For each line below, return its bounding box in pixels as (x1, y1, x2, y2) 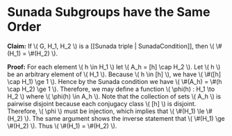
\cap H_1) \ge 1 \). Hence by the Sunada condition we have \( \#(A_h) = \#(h (7, 77, 222, 85)
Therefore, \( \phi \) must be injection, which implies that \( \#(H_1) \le (7, 107, 205, 115)
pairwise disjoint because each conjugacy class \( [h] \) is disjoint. (7, 99, 197, 108)
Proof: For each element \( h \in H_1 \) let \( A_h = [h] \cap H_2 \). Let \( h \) (7, 62, 221, 71)
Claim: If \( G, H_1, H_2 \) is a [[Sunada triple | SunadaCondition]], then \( (7, 42, 215, 50)
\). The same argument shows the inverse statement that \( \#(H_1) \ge (24, 114, 226, 122)
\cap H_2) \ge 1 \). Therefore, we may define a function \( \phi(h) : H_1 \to (7, 85, 215, 93)
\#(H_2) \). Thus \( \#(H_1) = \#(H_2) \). (7, 121, 117, 130)
